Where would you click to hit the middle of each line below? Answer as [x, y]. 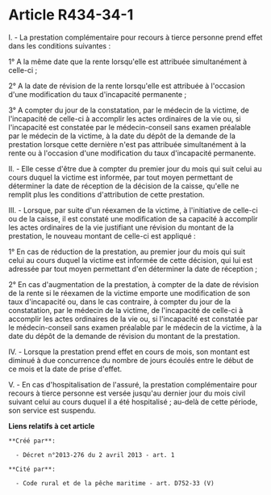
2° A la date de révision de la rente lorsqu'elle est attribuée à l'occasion [127, 86]
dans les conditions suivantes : [60, 45]
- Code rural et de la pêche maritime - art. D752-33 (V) [115, 483]
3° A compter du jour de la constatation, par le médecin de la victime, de [129, 110]
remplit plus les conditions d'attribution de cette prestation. [106, 194]
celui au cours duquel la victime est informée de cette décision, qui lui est [131, 260]
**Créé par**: [32, 441]
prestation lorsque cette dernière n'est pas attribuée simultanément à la [127, 144]
